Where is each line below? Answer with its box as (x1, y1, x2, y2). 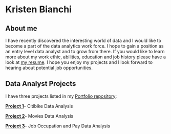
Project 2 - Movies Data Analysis (5, 113, 74, 119)
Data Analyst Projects (5, 79, 76, 88)
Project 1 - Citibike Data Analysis (5, 103, 73, 109)
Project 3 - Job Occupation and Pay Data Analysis (5, 123, 111, 129)
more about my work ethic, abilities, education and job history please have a (5, 54, 166, 60)
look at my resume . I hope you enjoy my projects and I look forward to (5, 59, 153, 65)
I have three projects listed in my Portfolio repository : (5, 93, 117, 99)
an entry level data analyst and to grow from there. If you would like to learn (5, 49, 165, 54)
